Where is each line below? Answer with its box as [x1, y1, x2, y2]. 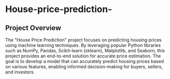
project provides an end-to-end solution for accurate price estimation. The [5, 53, 161, 59]
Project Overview [5, 24, 61, 32]
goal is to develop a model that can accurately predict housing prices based [5, 58, 164, 64]
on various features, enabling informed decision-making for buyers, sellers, [5, 64, 163, 69]
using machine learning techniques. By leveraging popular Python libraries [5, 42, 161, 48]
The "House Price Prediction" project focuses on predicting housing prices [5, 37, 162, 43]
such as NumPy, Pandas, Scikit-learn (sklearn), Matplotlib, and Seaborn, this [5, 48, 165, 53]
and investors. [5, 69, 35, 75]
